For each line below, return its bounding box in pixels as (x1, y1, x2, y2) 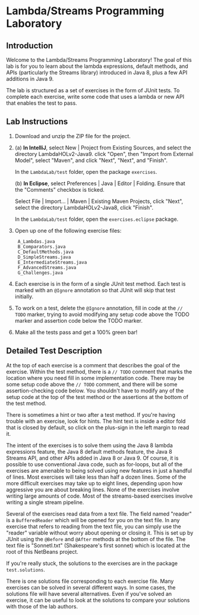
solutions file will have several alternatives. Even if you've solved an (6, 590, 172, 597)
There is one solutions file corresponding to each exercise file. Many (6, 577, 174, 585)
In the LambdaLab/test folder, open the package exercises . (14, 168, 157, 175)
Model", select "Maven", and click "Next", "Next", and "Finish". (14, 157, 168, 164)
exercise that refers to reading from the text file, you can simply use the (6, 523, 181, 530)
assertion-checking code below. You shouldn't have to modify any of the (6, 387, 184, 394)
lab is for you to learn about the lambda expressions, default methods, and (6, 63, 188, 70)
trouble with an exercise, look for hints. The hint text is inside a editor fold (6, 417, 186, 424)
